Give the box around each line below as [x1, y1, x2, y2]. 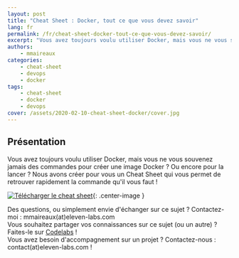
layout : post [7, 10, 46, 18]
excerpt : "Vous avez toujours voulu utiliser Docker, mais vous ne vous [7, 37, 228, 44]
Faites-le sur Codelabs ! [7, 227, 78, 236]
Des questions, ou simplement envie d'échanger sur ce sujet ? [7, 205, 190, 213]
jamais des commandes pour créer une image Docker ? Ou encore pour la [7, 162, 224, 171]
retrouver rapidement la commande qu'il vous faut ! [7, 177, 158, 186]
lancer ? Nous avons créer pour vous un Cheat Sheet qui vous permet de [7, 170, 221, 178]
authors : [7, 43, 33, 50]
